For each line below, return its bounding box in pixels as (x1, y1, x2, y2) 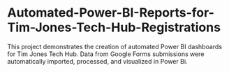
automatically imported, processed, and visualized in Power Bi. (7, 57, 188, 65)
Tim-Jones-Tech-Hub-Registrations (7, 19, 221, 35)
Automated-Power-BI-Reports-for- (7, 5, 214, 21)
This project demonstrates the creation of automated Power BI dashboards (7, 42, 222, 51)
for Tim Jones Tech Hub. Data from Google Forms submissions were (7, 50, 205, 58)
